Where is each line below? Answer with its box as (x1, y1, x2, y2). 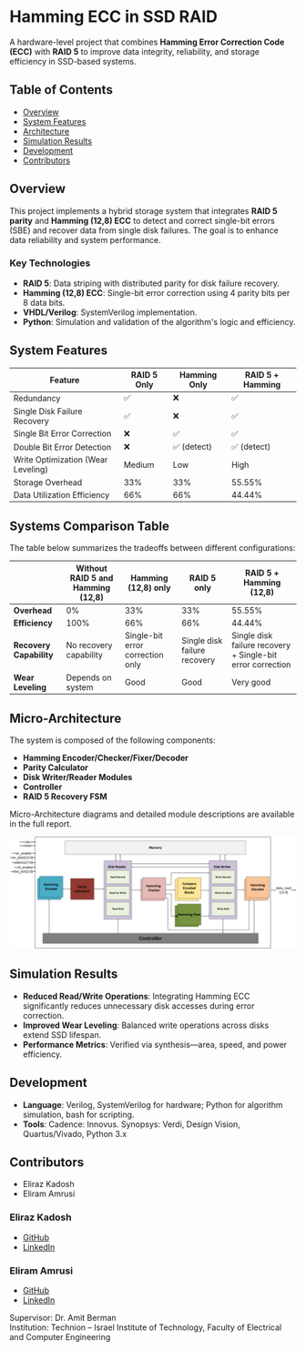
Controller (22, 781, 63, 793)
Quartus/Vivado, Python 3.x (22, 1128, 127, 1139)
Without (76, 563, 107, 574)
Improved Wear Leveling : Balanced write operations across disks (22, 1020, 270, 1031)
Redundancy (13, 392, 61, 403)
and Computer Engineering (9, 1331, 111, 1342)
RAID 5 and (69, 572, 114, 584)
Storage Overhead (13, 476, 83, 488)
